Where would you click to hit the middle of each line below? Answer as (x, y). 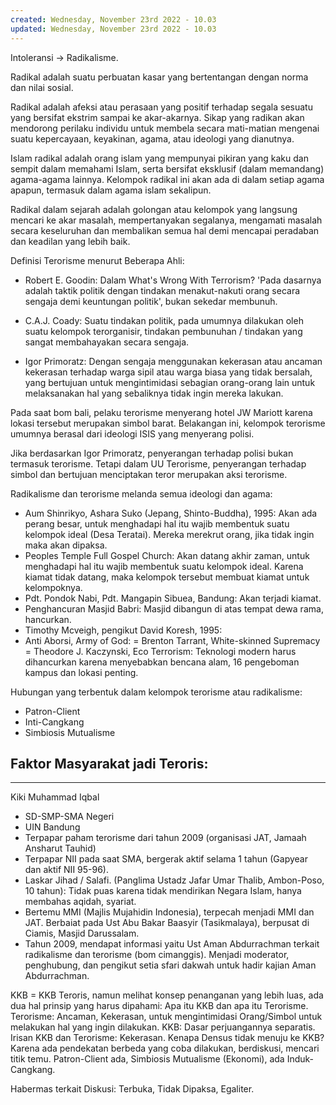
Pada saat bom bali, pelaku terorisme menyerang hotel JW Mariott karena (161, 412)
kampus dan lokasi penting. (81, 672)
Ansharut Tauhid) (60, 848)
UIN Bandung (52, 827)
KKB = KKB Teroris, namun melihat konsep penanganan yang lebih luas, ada (167, 995)
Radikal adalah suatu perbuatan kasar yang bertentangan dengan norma (159, 77)
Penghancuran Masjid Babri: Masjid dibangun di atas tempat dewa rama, (174, 608)
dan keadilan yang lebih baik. (70, 241)
